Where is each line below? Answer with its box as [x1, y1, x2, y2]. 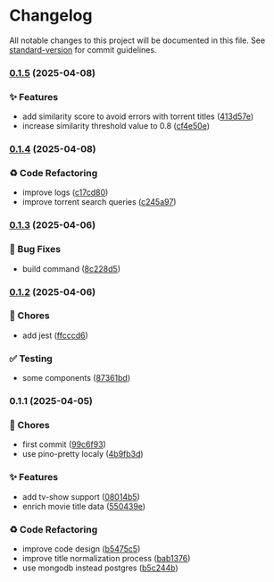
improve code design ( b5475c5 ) [21, 543, 141, 554]
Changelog [9, 5, 93, 26]
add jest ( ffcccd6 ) [21, 330, 89, 341]
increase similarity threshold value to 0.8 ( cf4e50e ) [21, 121, 211, 131]
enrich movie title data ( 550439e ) [21, 501, 145, 511]
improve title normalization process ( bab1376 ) [21, 552, 191, 563]
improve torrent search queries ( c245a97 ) [21, 197, 177, 207]
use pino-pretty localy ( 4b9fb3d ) [21, 449, 145, 460]
